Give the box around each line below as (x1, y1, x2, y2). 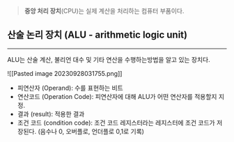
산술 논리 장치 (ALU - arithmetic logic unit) (7, 29, 188, 41)
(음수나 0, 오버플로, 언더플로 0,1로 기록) (38, 127, 145, 135)
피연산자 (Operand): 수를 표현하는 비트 (17, 84, 123, 92)
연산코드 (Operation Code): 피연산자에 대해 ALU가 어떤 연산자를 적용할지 (17, 92, 217, 100)
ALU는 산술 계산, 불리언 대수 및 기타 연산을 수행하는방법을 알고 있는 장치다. (7, 55, 210, 63)
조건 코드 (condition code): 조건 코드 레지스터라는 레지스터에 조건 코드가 (17, 118, 215, 127)
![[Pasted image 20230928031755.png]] (7, 69, 123, 77)
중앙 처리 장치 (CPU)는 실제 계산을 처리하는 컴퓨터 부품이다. (24, 7, 185, 15)
